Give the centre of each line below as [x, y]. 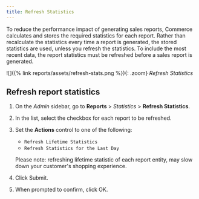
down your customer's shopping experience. [71, 166]
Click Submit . [31, 178]
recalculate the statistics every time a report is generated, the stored [92, 42]
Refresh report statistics [53, 92]
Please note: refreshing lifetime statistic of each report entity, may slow [104, 160]
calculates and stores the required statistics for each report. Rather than [96, 35]
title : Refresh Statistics [40, 12]
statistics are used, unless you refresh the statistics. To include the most [96, 48]
